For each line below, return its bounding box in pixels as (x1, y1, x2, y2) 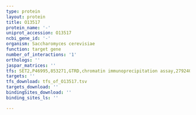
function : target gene (6, 46, 61, 52)
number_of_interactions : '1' (6, 52, 77, 57)
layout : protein (6, 14, 45, 20)
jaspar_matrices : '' (6, 62, 57, 69)
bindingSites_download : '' (6, 89, 72, 95)
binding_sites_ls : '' (6, 95, 59, 100)
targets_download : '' (6, 84, 59, 90)
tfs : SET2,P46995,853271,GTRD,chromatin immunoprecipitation (6, 68, 158, 74)
